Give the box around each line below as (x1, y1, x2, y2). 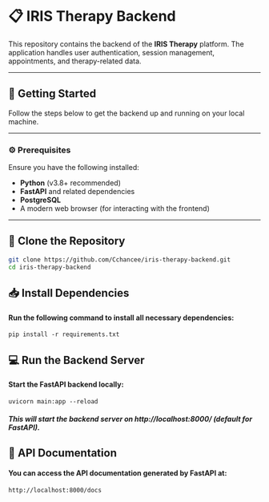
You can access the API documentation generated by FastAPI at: (8, 468, 227, 478)
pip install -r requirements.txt (8, 330, 120, 338)
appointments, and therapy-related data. (8, 56, 142, 66)
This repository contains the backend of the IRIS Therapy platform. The (8, 38, 244, 49)
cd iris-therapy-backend (8, 263, 91, 271)
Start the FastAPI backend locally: (8, 379, 124, 390)
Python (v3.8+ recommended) (19, 178, 122, 188)
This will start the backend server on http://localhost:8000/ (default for (8, 415, 253, 424)
